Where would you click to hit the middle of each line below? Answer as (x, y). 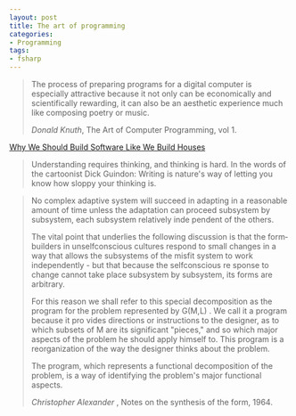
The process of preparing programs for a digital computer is (141, 84)
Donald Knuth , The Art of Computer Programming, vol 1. (134, 130)
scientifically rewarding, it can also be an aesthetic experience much (157, 103)
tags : (19, 51)
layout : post (33, 17)
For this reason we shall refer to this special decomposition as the (152, 301)
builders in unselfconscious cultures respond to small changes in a (153, 246)
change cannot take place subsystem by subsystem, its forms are (152, 274)
